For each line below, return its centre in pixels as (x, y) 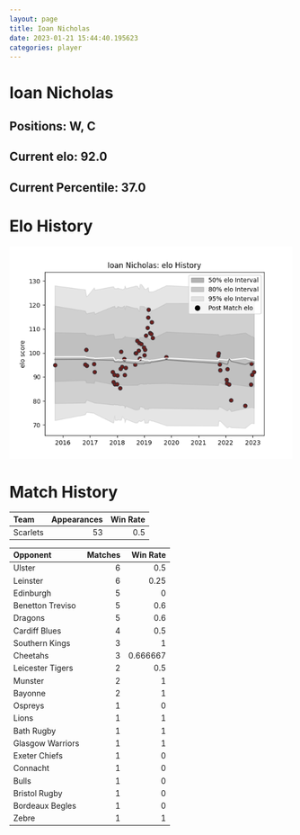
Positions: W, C (53, 126)
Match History (64, 492)
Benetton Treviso (44, 606)
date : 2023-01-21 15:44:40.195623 (74, 38)
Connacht (31, 768)
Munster (29, 680)
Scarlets (28, 533)
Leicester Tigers (43, 668)
